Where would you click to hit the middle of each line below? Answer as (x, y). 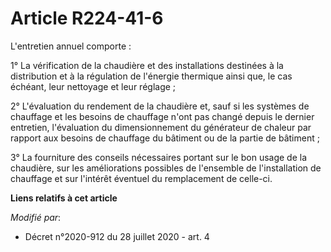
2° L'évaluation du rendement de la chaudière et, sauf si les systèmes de (160, 106)
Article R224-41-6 (87, 18)
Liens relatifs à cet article (64, 198)
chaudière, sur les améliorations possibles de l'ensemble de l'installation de (166, 168)
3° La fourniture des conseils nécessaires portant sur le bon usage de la (159, 157)
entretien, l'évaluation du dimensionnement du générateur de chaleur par (161, 127)
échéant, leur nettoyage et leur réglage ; (93, 86)
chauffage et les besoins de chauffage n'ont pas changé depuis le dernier (162, 116)
